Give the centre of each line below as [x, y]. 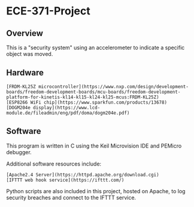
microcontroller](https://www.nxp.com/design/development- [113, 86]
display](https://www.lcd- [66, 107]
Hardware [25, 73]
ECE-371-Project [48, 11]
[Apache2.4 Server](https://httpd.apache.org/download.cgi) [83, 175]
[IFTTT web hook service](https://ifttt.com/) [65, 180]
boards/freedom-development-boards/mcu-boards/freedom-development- [93, 92]
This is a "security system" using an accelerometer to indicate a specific [96, 47]
